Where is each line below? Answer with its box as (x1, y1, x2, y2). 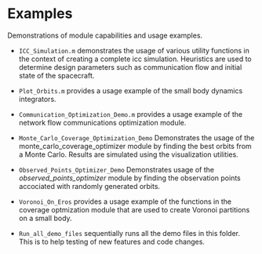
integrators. (18, 94, 56, 103)
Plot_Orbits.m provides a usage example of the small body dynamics (18, 85, 243, 95)
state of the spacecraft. (18, 71, 95, 80)
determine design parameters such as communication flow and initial (18, 62, 242, 71)
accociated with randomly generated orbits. (18, 181, 161, 190)
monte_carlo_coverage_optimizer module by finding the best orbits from (18, 141, 252, 151)
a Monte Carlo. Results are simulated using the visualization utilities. (18, 150, 238, 159)
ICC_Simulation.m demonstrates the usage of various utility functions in (18, 45, 250, 55)
